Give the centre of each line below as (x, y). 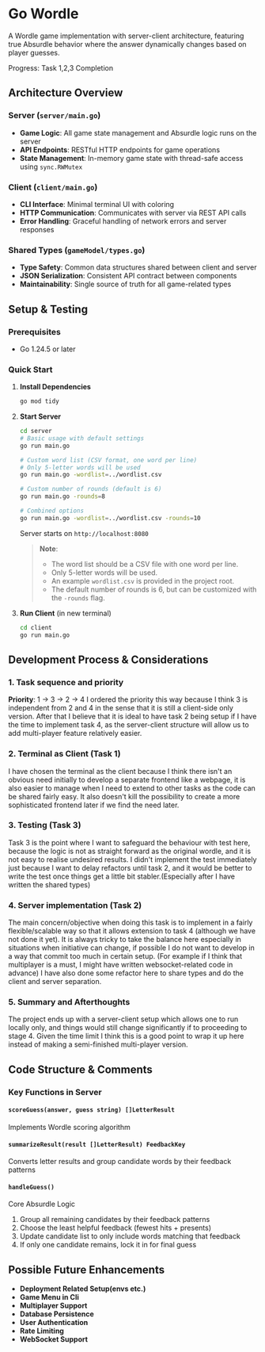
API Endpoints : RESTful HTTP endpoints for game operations (119, 149)
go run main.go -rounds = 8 (62, 496)
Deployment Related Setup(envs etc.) (83, 1289)
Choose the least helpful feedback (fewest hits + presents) (115, 1228)
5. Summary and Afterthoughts (69, 1002)
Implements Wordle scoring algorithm (69, 1127)
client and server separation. (55, 982)
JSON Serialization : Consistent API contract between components (128, 276)
